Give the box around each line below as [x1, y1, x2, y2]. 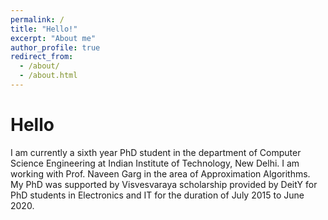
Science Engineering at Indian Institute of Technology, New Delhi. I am [10, 157, 300, 169]
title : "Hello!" [10, 24, 78, 34]
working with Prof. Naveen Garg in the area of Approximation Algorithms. [10, 167, 311, 180]
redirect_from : [10, 52, 74, 62]
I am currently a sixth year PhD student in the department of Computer [10, 146, 302, 158]
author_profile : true [10, 42, 101, 53]
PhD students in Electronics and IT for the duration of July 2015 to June [10, 189, 305, 201]
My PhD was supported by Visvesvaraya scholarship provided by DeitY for [10, 178, 318, 190]
